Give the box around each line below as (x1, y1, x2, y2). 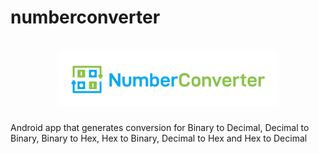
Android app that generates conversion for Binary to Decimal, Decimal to (10, 122, 310, 134)
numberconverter (10, 6, 161, 29)
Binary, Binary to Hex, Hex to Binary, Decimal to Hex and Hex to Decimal (10, 132, 308, 145)
